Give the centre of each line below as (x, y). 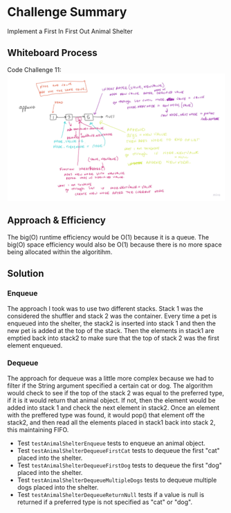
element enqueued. (35, 345)
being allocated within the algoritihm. (60, 252)
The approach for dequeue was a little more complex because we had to (111, 378)
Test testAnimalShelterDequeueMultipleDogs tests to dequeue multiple (117, 480)
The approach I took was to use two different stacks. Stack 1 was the (105, 308)
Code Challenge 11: (34, 69)
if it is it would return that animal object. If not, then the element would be (111, 400)
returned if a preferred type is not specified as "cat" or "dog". (104, 502)
